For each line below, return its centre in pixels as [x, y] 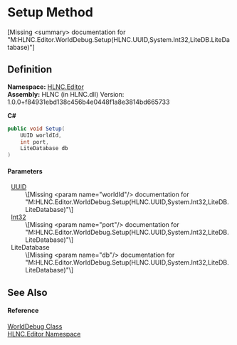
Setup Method [51, 12]
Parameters [25, 171]
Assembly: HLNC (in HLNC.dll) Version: [66, 94]
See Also [27, 292]
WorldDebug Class [35, 326]
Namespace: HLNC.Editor [46, 87]
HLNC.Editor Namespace [44, 334]
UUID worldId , [41, 135]
